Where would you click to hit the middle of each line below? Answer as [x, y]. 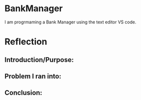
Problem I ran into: [33, 76]
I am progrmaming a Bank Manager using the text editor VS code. [70, 22]
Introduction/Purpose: [39, 60]
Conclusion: [23, 93]
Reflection [26, 42]
